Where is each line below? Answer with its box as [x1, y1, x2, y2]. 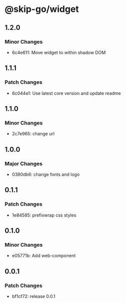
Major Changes [4, 160, 43, 167]
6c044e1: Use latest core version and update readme [11, 90, 122, 96]
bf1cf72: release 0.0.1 [11, 294, 56, 299]
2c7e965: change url [11, 131, 55, 137]
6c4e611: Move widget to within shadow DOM [11, 49, 106, 55]
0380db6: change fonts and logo [11, 171, 80, 177]
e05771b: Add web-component [11, 253, 76, 259]
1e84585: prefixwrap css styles [11, 212, 77, 218]
